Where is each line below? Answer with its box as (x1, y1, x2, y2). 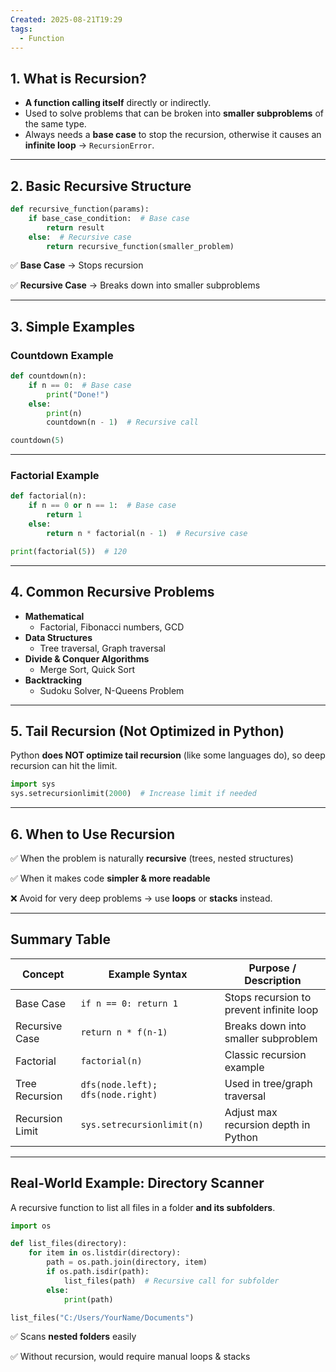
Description (244, 973, 302, 987)
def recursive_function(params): (10, 204, 150, 214)
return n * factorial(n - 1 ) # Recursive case (46, 528, 248, 538)
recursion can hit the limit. (10, 760, 118, 772)
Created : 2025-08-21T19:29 (10, 14, 123, 25)
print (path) (63, 1294, 114, 1305)
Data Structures (24, 631, 93, 643)
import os (10, 1221, 52, 1231)
